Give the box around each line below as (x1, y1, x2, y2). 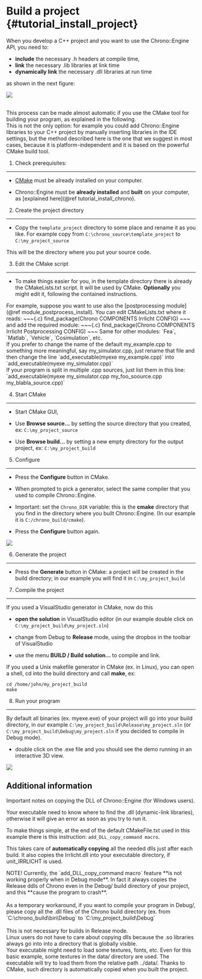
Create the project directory (14, 207, 84, 214)
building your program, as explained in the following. (6, 115, 136, 123)
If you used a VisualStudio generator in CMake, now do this (6, 603, 153, 611)
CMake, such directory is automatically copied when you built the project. (6, 965, 189, 973)
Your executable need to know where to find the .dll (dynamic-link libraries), (6, 808, 194, 816)
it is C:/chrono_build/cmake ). (14, 516, 85, 523)
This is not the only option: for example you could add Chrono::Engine (6, 122, 179, 129)
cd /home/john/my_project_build (6, 681, 87, 687)
